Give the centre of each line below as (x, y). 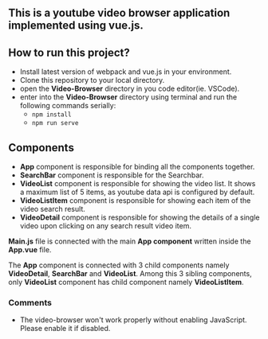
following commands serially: (68, 106)
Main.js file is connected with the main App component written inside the (130, 241)
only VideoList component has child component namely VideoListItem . (126, 282)
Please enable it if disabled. (65, 329)
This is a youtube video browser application (119, 13)
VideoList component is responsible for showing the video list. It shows (138, 184)
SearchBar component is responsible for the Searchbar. (112, 175)
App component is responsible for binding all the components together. (137, 167)
